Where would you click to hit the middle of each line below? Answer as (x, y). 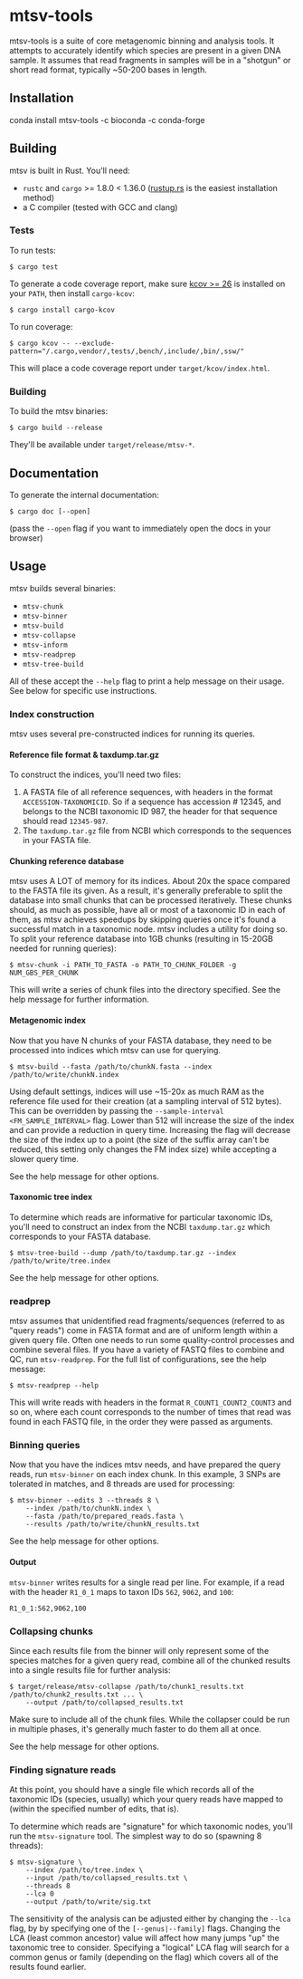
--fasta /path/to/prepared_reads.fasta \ (104, 1517)
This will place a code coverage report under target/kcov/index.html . (140, 368)
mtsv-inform (45, 645)
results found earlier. (48, 1967)
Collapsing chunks (51, 1631)
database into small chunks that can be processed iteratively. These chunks (151, 900)
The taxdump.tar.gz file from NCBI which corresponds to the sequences (157, 831)
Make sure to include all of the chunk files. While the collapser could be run (150, 1719)
